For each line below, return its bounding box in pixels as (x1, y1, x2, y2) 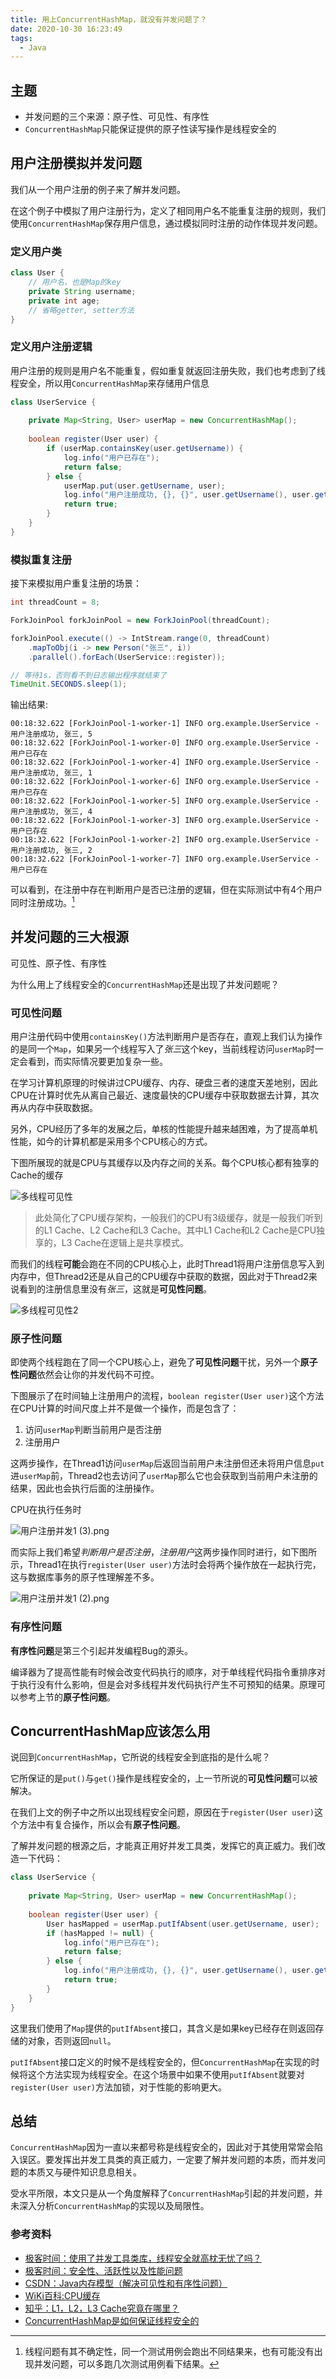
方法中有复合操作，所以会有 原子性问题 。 (18, 1819, 186, 1831)
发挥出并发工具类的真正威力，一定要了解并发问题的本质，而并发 (53, 2154, 317, 2166)
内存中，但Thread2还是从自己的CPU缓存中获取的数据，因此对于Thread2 (10, 1271, 309, 1283)
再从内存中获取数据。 (10, 1102, 98, 1114)
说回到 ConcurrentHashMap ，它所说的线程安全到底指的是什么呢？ (10, 1751, 271, 1763)
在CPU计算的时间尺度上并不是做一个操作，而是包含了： (10, 1402, 240, 1415)
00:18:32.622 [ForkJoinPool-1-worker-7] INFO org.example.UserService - (10, 854, 320, 865)
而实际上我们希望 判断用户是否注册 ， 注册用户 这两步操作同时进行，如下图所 (10, 1546, 317, 1558)
